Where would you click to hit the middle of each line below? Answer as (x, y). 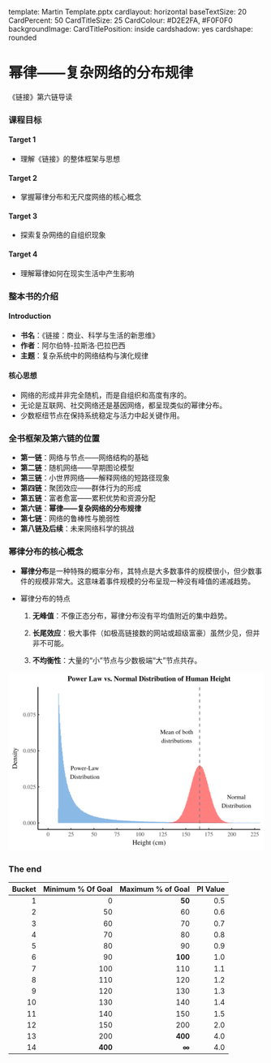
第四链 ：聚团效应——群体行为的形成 (81, 488)
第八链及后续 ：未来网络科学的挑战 (77, 529)
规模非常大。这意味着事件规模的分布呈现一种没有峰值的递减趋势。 (145, 581)
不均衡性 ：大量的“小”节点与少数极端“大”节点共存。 (117, 660)
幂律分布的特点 (45, 598)
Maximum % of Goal (155, 889)
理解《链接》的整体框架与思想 (70, 159)
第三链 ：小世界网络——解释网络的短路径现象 (95, 478)
